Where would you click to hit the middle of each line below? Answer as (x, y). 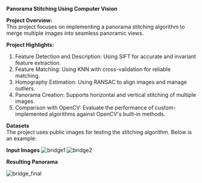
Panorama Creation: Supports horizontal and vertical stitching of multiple (106, 95)
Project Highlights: (30, 45)
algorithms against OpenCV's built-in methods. (107, 114)
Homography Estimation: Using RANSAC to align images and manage (101, 82)
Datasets (18, 126)
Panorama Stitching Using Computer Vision (62, 9)
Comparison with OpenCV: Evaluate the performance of (84, 107)
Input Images (23, 150)
